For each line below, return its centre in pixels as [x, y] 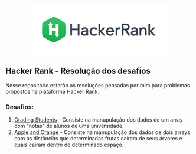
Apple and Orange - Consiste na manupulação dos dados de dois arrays [102, 132]
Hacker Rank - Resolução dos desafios [78, 71]
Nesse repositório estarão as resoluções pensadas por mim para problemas [98, 85]
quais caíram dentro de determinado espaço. [69, 145]
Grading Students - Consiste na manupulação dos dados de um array [99, 120]
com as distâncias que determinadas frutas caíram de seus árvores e [98, 139]
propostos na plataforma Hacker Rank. [53, 91]
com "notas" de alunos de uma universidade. [69, 126]
